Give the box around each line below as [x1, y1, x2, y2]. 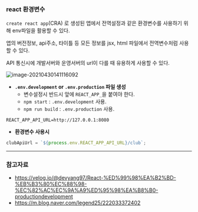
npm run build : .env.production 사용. [23, 105, 115, 112]
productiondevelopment [14, 193, 74, 200]
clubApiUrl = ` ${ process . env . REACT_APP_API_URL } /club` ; [6, 140, 146, 146]
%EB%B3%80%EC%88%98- [14, 181, 87, 188]
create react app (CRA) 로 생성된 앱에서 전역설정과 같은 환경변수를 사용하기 [6, 19, 183, 27]
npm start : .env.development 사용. [23, 98, 107, 105]
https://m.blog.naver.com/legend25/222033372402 [14, 199, 141, 207]
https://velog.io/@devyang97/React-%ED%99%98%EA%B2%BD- [14, 174, 176, 181]
